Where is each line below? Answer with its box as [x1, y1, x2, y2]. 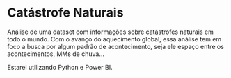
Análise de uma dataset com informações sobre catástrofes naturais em [7, 28, 214, 36]
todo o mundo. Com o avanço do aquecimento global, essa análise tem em [7, 35, 222, 43]
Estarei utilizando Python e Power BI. [7, 63, 113, 71]
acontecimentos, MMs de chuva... [7, 50, 105, 58]
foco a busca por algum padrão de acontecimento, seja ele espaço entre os [7, 42, 225, 50]
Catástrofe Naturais [7, 5, 124, 21]
